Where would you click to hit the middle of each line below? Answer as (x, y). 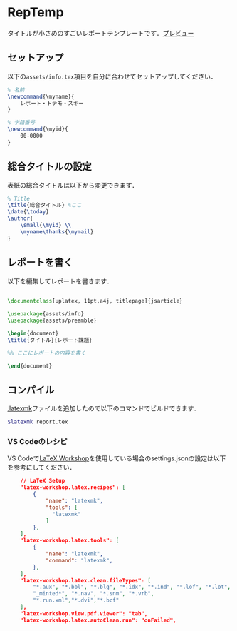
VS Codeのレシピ (37, 442)
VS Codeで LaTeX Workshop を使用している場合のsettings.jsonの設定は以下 (117, 458)
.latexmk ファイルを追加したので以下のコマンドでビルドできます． (104, 408)
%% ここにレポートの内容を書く (47, 353)
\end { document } (30, 366)
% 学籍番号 (21, 123)
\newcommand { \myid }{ (38, 129)
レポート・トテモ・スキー (52, 103)
